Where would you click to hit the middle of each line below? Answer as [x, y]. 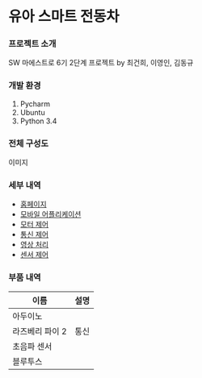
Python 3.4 [38, 121]
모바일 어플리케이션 [50, 214]
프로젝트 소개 [32, 44]
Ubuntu [33, 112]
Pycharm [35, 104]
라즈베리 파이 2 [40, 331]
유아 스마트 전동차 [64, 17]
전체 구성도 [29, 143]
